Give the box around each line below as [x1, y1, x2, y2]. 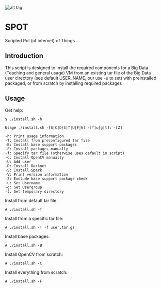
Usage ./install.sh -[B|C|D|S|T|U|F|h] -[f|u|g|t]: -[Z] [5, 125, 123, 130]
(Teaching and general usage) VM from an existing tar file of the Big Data [5, 70, 151, 75]
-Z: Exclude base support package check [5, 176, 88, 181]
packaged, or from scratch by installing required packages [5, 80, 122, 86]
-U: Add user [5, 159, 32, 164]
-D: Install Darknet [5, 163, 47, 168]
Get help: [5, 107, 23, 113]
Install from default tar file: [5, 198, 58, 203]
